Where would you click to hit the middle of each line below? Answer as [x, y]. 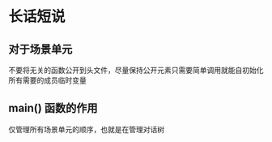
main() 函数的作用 [53, 108]
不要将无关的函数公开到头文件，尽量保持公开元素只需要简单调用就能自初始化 [136, 70]
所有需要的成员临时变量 [47, 80]
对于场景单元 [40, 49]
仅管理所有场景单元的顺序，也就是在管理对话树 [86, 129]
